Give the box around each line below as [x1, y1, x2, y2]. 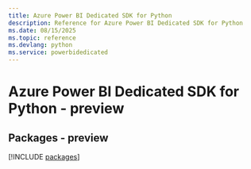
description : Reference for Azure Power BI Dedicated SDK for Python [8, 19, 244, 27]
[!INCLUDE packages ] [8, 152, 80, 161]
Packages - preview [8, 131, 109, 144]
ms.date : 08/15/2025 [8, 26, 77, 34]
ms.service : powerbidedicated [8, 48, 109, 56]
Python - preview [8, 100, 125, 117]
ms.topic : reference [8, 33, 77, 42]
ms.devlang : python [8, 41, 73, 49]
